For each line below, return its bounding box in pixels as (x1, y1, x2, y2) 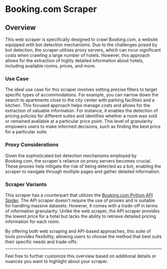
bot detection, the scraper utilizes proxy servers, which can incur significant (5, 47, 161, 53)
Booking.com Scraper (5, 3, 97, 15)
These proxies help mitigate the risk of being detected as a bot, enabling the (5, 163, 162, 169)
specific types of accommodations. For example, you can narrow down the (5, 92, 159, 98)
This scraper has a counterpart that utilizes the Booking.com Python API (5, 192, 153, 198)
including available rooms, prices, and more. (5, 63, 96, 69)
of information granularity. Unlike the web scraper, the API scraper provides (5, 208, 160, 214)
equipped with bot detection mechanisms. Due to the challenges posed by (5, 42, 158, 48)
